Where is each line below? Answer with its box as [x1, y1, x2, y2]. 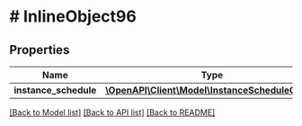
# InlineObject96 [9, 6, 137, 27]
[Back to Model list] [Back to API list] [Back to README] [9, 107, 216, 118]
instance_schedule [13, 84, 97, 96]
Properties [9, 42, 70, 58]
